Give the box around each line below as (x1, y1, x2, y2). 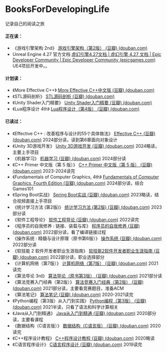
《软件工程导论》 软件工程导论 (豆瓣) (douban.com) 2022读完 (12, 216, 140, 223)
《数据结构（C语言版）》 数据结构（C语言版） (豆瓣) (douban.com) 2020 (12, 323, 161, 329)
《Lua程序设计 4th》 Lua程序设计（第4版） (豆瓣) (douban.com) (12, 106, 140, 112)
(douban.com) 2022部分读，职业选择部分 (19, 254, 105, 260)
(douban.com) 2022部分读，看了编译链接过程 (12, 229, 106, 235)
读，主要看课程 (12, 316, 43, 323)
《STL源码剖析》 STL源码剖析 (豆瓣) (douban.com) (12, 93, 115, 99)
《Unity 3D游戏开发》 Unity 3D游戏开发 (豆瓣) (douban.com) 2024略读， (12, 143, 160, 149)
